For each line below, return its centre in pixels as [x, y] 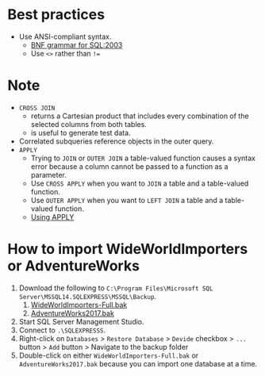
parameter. [48, 175]
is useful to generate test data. [81, 132]
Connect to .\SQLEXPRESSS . [62, 330]
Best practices [56, 15]
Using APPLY [52, 217]
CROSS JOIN [37, 108]
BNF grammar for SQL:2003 [77, 44]
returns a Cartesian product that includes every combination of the [140, 116]
